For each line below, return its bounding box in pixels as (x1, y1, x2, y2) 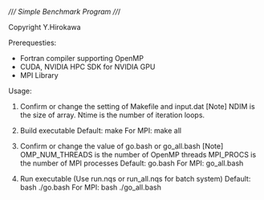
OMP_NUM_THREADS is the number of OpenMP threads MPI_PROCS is (19, 150, 257, 159)
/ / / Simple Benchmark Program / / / (8, 7, 121, 16)
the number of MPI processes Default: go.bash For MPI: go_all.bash (19, 158, 244, 168)
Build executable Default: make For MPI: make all (19, 126, 182, 135)
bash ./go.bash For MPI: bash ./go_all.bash (19, 182, 162, 192)
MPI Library (19, 71, 59, 80)
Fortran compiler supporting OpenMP (19, 54, 144, 63)
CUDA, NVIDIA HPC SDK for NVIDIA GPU (19, 62, 156, 71)
